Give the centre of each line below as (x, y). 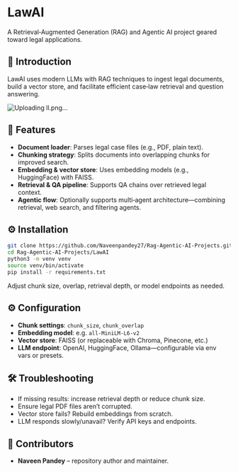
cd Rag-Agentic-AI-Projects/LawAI (58, 252)
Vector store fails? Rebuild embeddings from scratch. (95, 414)
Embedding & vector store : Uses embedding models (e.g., (103, 169)
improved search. (43, 162)
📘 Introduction (40, 62)
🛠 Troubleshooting (51, 378)
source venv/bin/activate (45, 266)
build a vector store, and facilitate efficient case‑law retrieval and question (115, 86)
